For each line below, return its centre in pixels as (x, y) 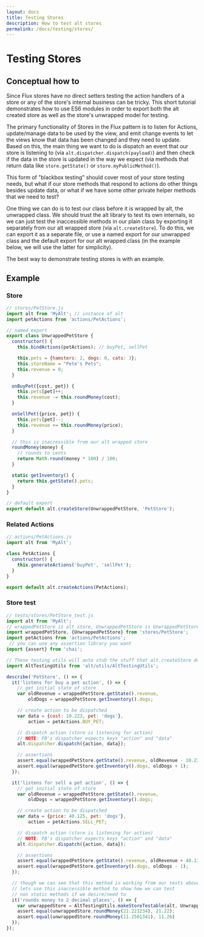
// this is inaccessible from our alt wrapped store (80, 442)
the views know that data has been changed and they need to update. (93, 140)
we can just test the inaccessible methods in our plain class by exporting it (99, 222)
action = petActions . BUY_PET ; (66, 721)
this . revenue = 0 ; (40, 369)
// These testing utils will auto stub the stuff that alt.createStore (99, 660)
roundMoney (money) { (38, 448)
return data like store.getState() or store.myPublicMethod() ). (83, 166)
